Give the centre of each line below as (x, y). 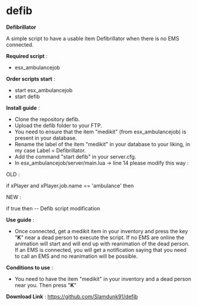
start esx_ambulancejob (44, 90)
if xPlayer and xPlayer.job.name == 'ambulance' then (70, 186)
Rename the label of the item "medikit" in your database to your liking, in (102, 144)
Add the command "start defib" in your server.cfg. (75, 156)
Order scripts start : (31, 79)
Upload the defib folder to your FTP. (58, 125)
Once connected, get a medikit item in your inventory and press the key (101, 231)
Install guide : (23, 107)
